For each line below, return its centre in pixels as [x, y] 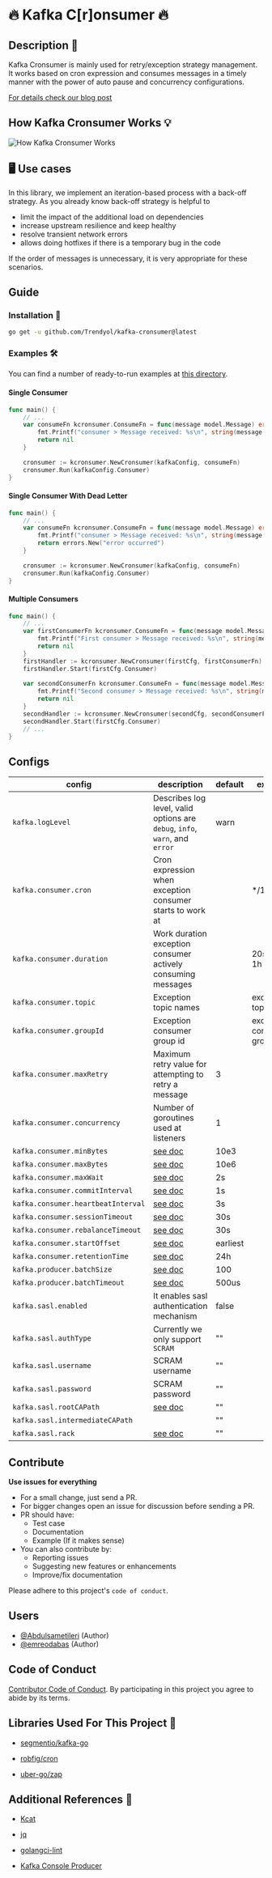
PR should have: [47, 1515]
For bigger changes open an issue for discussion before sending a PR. [137, 1506]
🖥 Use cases [40, 169]
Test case [49, 1523]
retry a [165, 1085]
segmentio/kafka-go [54, 1743]
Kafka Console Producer [61, 1866]
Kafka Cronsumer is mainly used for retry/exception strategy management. [133, 65]
